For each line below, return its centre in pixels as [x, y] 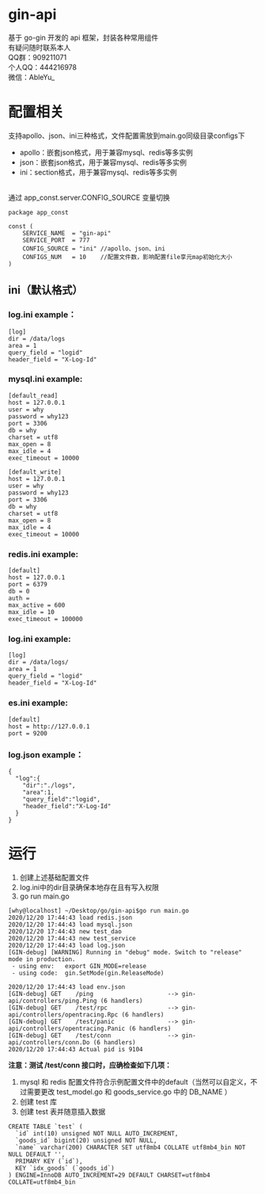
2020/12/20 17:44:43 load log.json [67, 945]
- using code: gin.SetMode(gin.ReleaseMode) [88, 973]
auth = [19, 599]
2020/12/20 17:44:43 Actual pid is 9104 [76, 1049]
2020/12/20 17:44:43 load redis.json [70, 917]
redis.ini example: [44, 554]
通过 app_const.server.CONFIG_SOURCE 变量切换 [89, 197]
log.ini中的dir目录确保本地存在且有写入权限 [89, 887]
